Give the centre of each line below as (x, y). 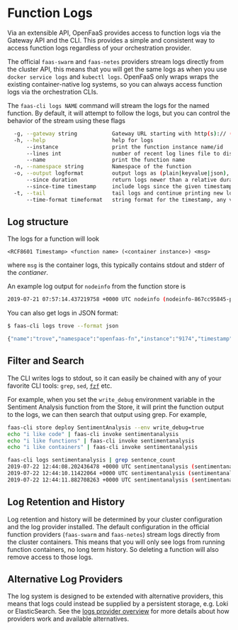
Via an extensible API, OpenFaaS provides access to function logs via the (114, 33)
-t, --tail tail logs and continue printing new (118, 193)
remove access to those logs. (50, 557)
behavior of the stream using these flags (67, 120)
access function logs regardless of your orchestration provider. (99, 48)
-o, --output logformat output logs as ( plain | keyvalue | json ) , (122, 173)
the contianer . (28, 273)
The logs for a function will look (53, 239)
